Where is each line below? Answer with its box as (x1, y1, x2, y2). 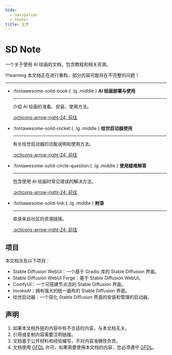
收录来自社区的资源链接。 (12, 216, 67, 222)
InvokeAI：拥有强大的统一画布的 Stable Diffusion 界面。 (12, 287, 130, 294)
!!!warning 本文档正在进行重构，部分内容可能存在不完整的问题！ (5, 72, 140, 78)
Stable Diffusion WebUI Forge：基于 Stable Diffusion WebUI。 (12, 275, 143, 281)
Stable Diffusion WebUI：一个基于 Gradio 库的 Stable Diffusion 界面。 (12, 269, 160, 274)
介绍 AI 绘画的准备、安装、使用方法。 (12, 103, 92, 110)
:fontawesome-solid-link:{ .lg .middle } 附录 (12, 200, 104, 206)
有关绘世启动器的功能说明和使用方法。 (12, 141, 94, 147)
